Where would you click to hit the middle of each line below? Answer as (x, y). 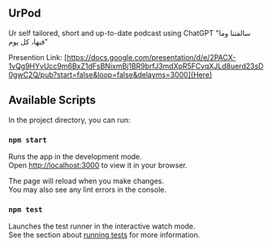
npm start (28, 140)
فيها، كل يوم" (28, 41)
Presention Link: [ (38, 57)
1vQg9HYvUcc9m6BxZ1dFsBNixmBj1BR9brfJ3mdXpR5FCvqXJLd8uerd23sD (136, 66)
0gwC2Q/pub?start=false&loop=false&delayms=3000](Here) (110, 74)
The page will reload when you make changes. (86, 181)
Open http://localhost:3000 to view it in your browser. (98, 165)
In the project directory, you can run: (69, 120)
